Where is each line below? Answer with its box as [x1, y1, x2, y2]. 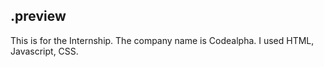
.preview [10, 8, 67, 25]
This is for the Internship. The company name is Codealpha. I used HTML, [10, 34, 315, 46]
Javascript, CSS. [10, 45, 79, 57]
